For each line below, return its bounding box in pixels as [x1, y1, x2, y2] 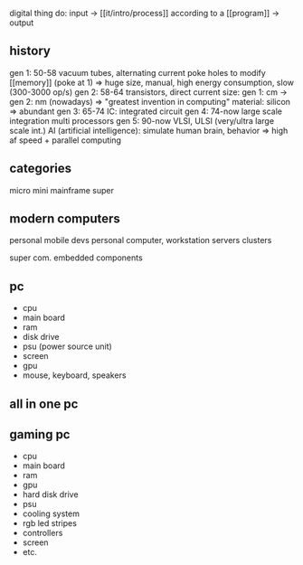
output [9, 17, 34, 28]
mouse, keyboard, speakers [22, 370, 127, 381]
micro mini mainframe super [9, 184, 115, 195]
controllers [22, 528, 63, 539]
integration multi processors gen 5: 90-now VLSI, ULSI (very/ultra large [9, 115, 274, 126]
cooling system [22, 508, 80, 519]
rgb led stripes [22, 518, 77, 529]
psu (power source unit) [22, 341, 113, 352]
